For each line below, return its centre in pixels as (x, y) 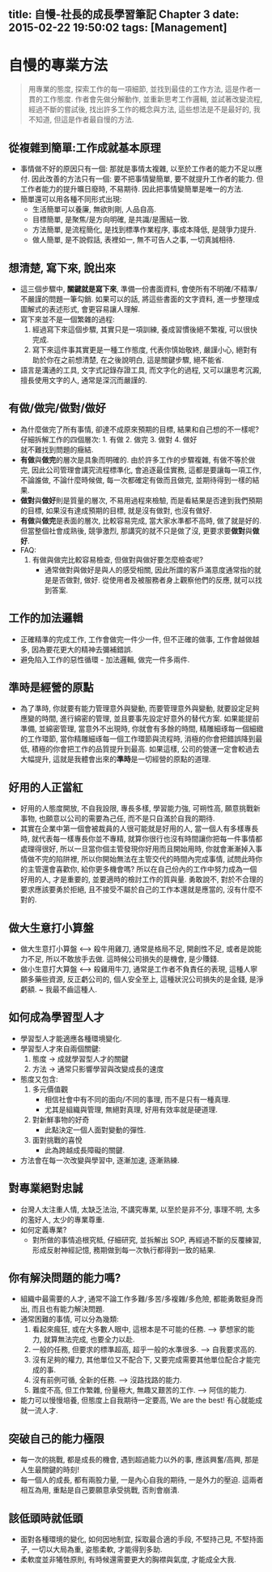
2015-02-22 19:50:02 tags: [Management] (118, 28)
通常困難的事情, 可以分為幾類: (69, 1319)
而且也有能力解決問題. (68, 1309)
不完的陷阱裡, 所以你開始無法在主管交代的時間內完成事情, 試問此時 (145, 859)
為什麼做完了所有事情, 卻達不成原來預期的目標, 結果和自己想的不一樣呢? (139, 429)
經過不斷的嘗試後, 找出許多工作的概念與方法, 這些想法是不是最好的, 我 (144, 110)
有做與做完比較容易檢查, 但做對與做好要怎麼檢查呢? (118, 559)
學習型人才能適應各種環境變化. (71, 1038)
